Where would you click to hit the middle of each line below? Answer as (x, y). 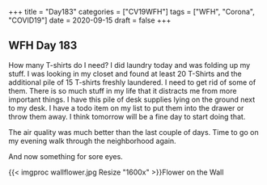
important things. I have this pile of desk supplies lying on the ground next (132, 99)
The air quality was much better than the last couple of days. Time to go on (133, 132)
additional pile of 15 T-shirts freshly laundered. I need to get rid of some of (132, 82)
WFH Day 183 (43, 46)
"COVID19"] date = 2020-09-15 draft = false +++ (90, 20)
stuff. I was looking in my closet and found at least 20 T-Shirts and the (125, 74)
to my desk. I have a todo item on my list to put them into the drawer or (126, 107)
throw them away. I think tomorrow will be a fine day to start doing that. (127, 116)
